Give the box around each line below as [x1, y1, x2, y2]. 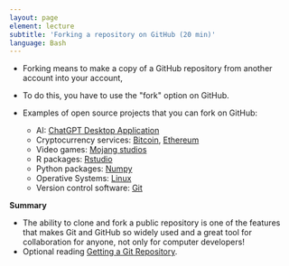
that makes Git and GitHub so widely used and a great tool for [22, 227, 253, 238]
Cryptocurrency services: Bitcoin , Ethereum [35, 134, 200, 145]
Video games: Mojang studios [35, 144, 147, 155]
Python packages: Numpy [35, 163, 133, 174]
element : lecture [9, 22, 75, 31]
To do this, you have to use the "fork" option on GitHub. [22, 90, 230, 101]
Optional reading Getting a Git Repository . [22, 246, 178, 257]
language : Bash [9, 38, 67, 48]
